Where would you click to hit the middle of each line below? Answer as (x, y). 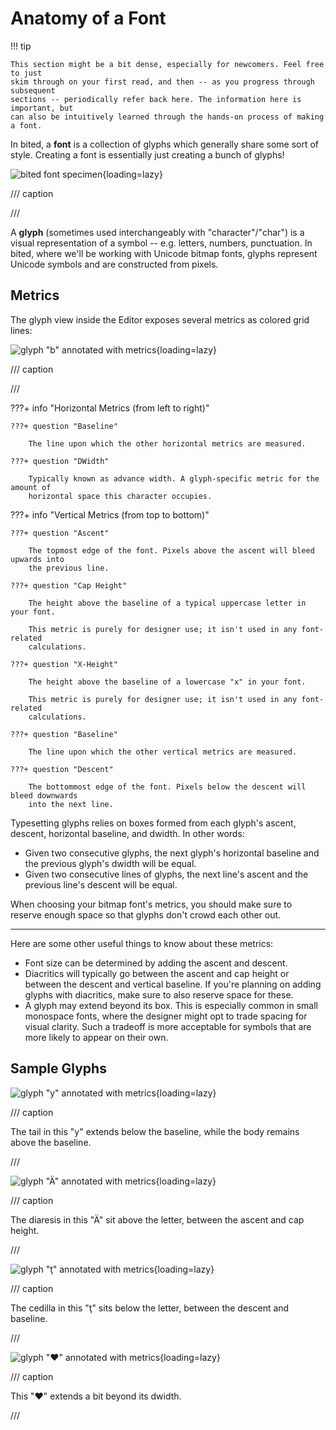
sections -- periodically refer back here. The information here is (156, 99)
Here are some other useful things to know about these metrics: (142, 943)
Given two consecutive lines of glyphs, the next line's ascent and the (166, 874)
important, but (42, 108)
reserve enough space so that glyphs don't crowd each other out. (146, 914)
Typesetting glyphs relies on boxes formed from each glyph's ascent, (153, 823)
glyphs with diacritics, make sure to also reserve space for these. (159, 994)
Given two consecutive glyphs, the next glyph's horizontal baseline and (172, 853)
